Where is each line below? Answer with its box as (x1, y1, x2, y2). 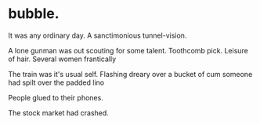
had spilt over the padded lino (8, 78, 104, 87)
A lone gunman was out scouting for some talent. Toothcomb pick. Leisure (8, 46, 248, 55)
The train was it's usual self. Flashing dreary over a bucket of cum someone (8, 69, 253, 78)
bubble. (8, 5, 60, 23)
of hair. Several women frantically (8, 54, 117, 64)
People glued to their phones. (8, 93, 103, 102)
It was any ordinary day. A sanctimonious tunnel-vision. (8, 31, 187, 40)
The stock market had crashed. (8, 108, 110, 118)
